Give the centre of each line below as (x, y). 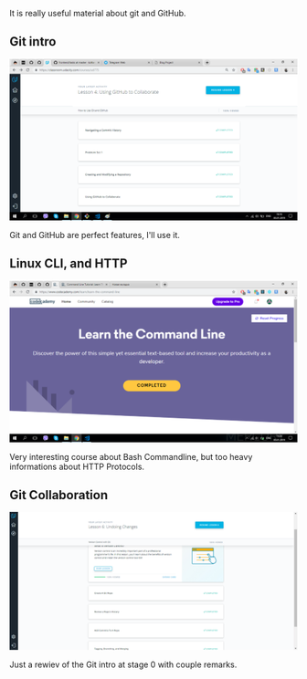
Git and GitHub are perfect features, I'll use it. (95, 235)
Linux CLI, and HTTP (69, 264)
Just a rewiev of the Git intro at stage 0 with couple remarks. (123, 664)
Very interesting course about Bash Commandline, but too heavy (131, 456)
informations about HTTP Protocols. (77, 466)
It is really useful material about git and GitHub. (98, 13)
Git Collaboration (59, 495)
